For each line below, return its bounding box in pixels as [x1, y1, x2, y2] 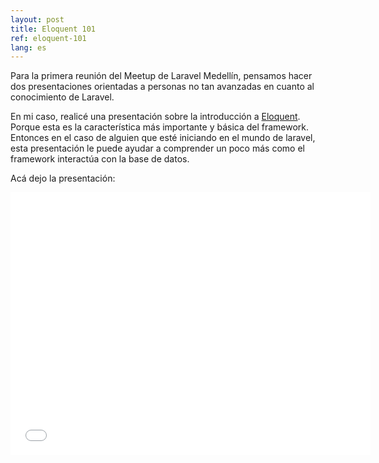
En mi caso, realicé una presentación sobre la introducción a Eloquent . [10, 111, 301, 123]
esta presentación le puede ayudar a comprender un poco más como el [10, 142, 305, 155]
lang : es [10, 42, 47, 53]
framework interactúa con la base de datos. [10, 153, 190, 165]
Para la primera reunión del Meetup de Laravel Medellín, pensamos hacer [10, 70, 313, 82]
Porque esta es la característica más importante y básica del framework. [10, 121, 310, 133]
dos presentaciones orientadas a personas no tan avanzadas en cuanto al [10, 81, 315, 93]
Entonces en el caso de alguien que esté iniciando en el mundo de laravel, [10, 132, 316, 144]
